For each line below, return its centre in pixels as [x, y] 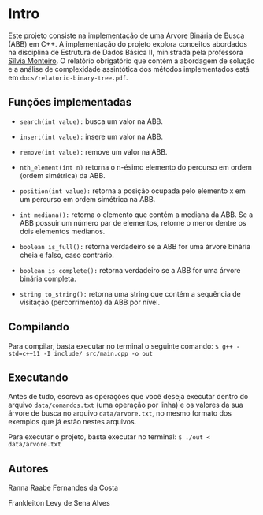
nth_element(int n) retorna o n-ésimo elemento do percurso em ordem [135, 167]
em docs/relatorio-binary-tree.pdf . [68, 77]
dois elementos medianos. [62, 231]
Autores [28, 469]
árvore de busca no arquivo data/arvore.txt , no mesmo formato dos [120, 413]
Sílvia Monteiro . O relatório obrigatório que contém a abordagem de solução [131, 61]
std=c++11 [24, 353]
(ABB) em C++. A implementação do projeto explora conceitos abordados [128, 43]
